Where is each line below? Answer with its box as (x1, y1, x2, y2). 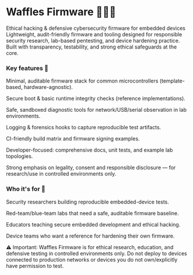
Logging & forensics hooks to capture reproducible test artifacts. (6, 124, 162, 131)
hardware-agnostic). (23, 84, 73, 91)
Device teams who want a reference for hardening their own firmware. (6, 232, 175, 239)
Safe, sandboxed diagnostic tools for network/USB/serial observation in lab (6, 106, 187, 114)
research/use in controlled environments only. (6, 170, 117, 177)
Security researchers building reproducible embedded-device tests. (6, 198, 169, 205)
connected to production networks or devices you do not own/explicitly (6, 256, 178, 263)
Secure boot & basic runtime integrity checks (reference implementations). (6, 95, 185, 102)
